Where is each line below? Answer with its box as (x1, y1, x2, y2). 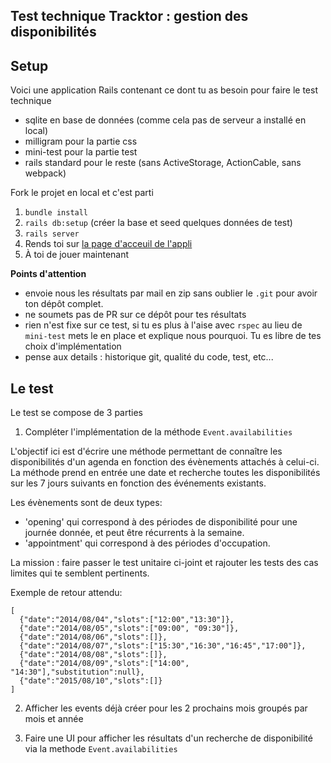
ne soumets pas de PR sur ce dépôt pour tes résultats (24, 309, 247, 321)
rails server (24, 229, 80, 239)
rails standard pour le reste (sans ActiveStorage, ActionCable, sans (24, 157, 302, 169)
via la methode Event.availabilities (24, 743, 178, 755)
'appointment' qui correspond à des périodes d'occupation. (24, 537, 271, 549)
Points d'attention (10, 268, 87, 280)
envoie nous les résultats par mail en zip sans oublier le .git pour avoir (24, 287, 318, 299)
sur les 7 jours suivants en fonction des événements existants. (10, 477, 267, 489)
